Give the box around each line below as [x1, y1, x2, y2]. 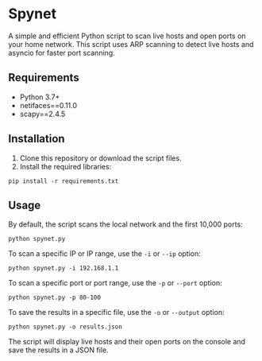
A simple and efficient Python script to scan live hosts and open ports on [8, 31, 246, 41]
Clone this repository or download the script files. [19, 153, 182, 163]
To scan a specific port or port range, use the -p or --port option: [8, 278, 222, 288]
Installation [8, 132, 65, 146]
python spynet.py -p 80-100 [8, 293, 102, 302]
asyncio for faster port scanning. [8, 48, 115, 57]
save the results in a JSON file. [8, 345, 109, 355]
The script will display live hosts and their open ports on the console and [8, 337, 246, 347]
